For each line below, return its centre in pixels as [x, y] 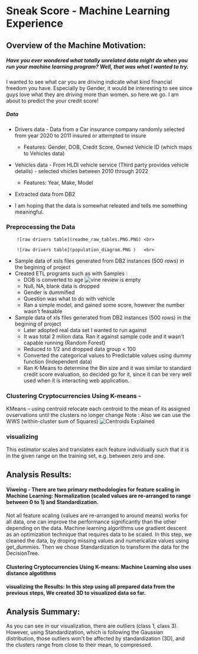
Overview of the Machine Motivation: [76, 45]
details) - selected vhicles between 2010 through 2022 [82, 171]
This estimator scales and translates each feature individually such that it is [98, 449]
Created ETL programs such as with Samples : [71, 273]
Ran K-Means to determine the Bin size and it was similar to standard [107, 368]
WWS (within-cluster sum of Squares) [52, 422]
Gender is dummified [49, 292]
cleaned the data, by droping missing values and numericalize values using [98, 540]
